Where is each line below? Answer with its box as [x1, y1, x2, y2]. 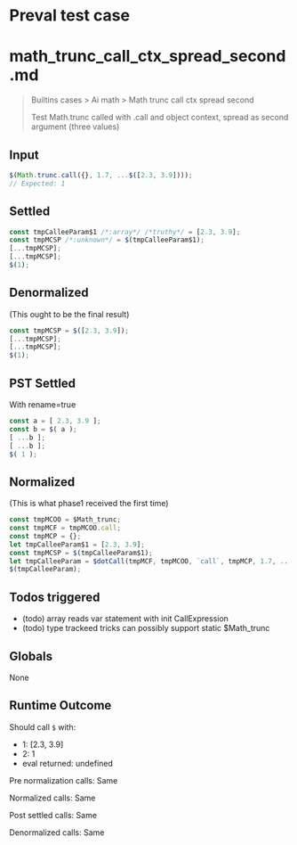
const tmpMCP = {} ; [9, 531, 82, 540]
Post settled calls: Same [9, 809, 98, 820]
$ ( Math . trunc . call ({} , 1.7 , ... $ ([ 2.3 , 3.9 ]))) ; [9, 170, 193, 179]
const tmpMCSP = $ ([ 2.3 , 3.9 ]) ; [9, 326, 129, 335]
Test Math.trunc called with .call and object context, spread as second [30, 112, 289, 123]
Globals [9, 648, 53, 664]
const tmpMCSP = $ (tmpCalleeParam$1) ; [9, 548, 153, 557]
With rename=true [9, 399, 76, 410]
